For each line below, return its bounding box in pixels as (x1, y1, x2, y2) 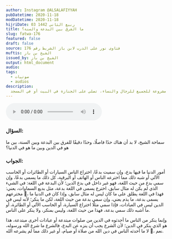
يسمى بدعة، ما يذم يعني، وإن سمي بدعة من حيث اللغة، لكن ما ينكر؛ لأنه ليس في (6, 196, 158, 203)
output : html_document (6, 60, 54, 65)
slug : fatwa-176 (6, 31, 40, 36)
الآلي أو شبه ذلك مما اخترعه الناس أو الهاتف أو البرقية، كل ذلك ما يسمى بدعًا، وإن (6, 174, 160, 181)
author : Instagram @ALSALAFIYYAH (6, 7, 77, 13)
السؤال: (6, 127, 24, 134)
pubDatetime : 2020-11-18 (6, 12, 59, 17)
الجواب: (6, 157, 24, 164)
